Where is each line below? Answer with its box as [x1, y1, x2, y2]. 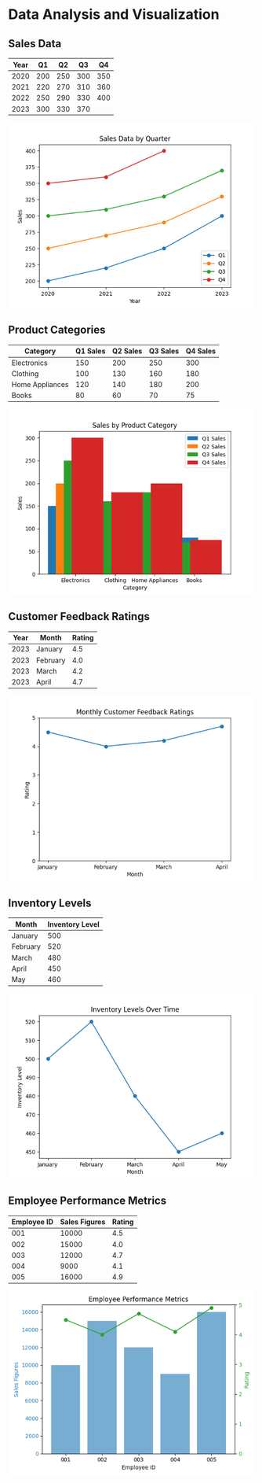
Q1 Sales [75, 346, 106, 356]
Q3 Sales [148, 346, 180, 356]
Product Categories [8, 323, 106, 337]
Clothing [11, 368, 39, 378]
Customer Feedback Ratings [8, 610, 151, 623]
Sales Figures [60, 1217, 106, 1227]
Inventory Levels [8, 897, 92, 910]
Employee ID [11, 1217, 53, 1227]
